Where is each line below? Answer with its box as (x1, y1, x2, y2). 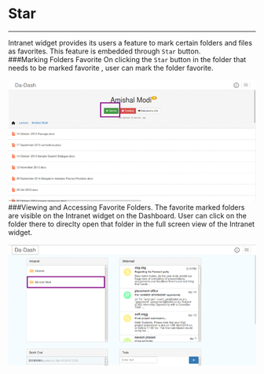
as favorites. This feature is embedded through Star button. (8, 46, 201, 56)
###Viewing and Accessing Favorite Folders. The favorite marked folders (8, 203, 245, 212)
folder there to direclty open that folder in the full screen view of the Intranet (8, 219, 255, 229)
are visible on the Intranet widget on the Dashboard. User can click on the (8, 211, 247, 221)
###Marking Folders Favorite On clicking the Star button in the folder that (8, 54, 247, 64)
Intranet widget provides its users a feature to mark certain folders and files (8, 38, 253, 47)
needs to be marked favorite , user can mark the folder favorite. (8, 63, 214, 72)
